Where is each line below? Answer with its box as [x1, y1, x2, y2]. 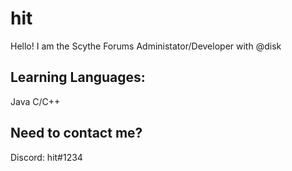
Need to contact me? [10, 125, 143, 142]
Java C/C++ [10, 95, 61, 107]
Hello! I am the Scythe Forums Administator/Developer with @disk [10, 40, 282, 52]
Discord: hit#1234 [10, 151, 83, 163]
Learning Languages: [10, 69, 146, 86]
